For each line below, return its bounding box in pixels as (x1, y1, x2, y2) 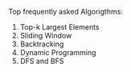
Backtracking (19, 39, 64, 49)
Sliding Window (19, 31, 72, 40)
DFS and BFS (19, 56, 64, 66)
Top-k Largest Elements (19, 22, 100, 31)
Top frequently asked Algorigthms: (8, 7, 123, 16)
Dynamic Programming (19, 48, 96, 57)
